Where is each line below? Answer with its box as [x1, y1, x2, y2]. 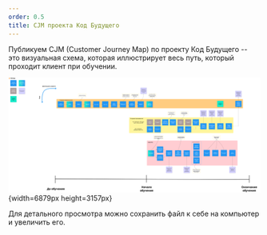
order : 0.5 [8, 13, 45, 21]
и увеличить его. [8, 217, 66, 227]
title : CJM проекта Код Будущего [8, 21, 120, 30]
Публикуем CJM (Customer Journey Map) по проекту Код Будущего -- [8, 44, 248, 54]
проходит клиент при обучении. [8, 61, 118, 71]
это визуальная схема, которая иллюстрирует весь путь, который [8, 53, 234, 62]
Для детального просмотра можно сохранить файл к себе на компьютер [8, 209, 260, 219]
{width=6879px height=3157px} [8, 193, 113, 203]
